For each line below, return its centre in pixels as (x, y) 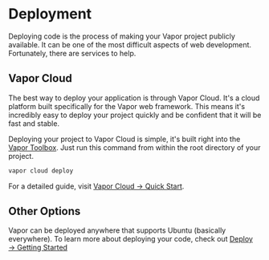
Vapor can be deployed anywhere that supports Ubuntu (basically (117, 230)
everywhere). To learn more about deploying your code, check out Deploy (130, 239)
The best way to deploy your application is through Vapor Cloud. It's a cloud (134, 98)
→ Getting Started (38, 248)
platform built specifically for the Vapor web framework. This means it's (127, 106)
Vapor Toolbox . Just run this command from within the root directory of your (134, 147)
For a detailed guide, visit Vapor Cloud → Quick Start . (96, 186)
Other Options (45, 211)
